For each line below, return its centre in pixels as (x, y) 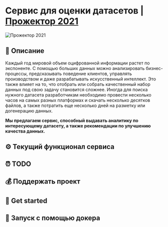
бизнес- (154, 68)
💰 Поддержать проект (43, 181)
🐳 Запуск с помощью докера (53, 218)
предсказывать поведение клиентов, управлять (80, 73)
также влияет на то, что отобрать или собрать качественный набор (78, 84)
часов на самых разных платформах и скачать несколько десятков (78, 100)
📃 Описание (25, 51)
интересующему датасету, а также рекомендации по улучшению (78, 125)
